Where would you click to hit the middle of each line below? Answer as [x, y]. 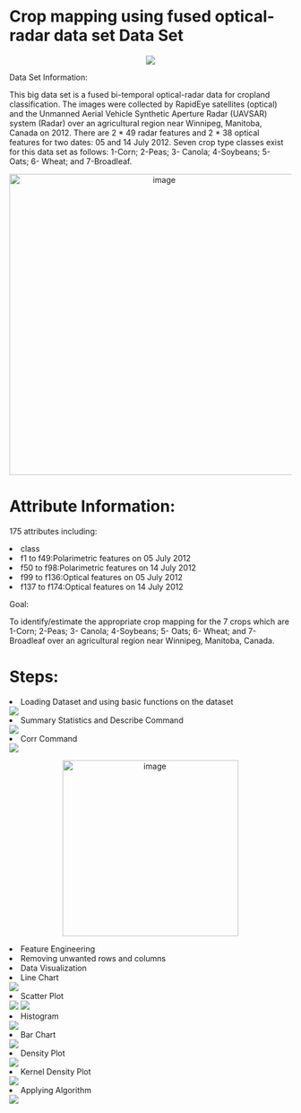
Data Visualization [54, 968]
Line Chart [40, 977]
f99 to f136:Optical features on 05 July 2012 [102, 577]
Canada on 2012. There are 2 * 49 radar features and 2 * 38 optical [134, 133]
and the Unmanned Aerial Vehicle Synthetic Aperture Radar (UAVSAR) [138, 113]
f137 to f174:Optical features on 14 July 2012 [102, 587]
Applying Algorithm [56, 1090]
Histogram [40, 1016]
